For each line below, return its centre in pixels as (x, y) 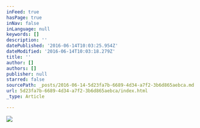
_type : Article (26, 96)
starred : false (26, 79)
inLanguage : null (28, 29)
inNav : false (23, 23)
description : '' (27, 40)
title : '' (19, 57)
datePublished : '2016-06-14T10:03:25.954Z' (62, 46)
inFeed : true (23, 12)
